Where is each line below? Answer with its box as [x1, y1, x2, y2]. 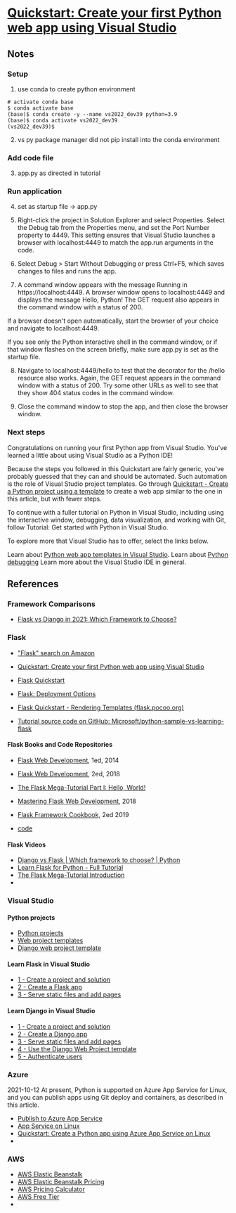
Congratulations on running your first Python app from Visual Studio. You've [7, 443, 228, 451]
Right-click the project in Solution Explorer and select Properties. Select [17, 216, 225, 224]
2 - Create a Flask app [17, 983, 82, 991]
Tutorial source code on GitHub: [17, 717, 110, 725]
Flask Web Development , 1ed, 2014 [17, 756, 119, 764]
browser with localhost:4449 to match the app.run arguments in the [17, 238, 214, 247]
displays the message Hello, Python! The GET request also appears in [17, 295, 220, 304]
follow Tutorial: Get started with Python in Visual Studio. [7, 522, 169, 532]
